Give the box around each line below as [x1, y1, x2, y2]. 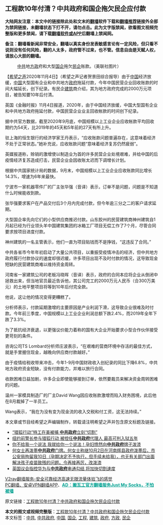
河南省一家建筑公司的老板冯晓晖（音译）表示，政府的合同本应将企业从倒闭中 [5, 271, 158, 277]
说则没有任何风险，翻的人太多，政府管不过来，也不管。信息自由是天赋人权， [5, 47, 158, 52]
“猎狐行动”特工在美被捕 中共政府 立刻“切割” [12, 429, 98, 435]
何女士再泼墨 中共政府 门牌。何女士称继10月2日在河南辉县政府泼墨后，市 [12, 447, 155, 453]
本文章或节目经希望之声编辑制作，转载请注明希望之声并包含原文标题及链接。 [5, 419, 158, 425]
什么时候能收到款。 [5, 190, 44, 195]
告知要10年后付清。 [17, 92, 57, 97]
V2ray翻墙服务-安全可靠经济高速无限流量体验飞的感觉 [5, 476, 113, 481]
